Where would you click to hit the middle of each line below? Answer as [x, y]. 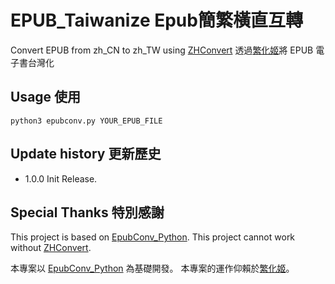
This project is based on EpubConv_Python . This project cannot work [153, 237]
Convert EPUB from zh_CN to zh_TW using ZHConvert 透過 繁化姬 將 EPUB [162, 50]
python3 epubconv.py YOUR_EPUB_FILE [86, 121]
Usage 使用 [46, 97]
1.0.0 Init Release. [61, 178]
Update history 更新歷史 [86, 154]
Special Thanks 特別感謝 [87, 212]
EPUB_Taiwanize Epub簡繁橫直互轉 [156, 20]
